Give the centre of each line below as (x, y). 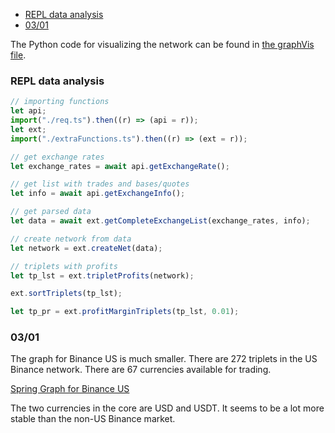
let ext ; (28, 129)
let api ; (28, 111)
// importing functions (60, 102)
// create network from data (71, 239)
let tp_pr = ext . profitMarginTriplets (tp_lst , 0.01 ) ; (125, 312)
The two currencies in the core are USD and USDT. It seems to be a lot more (167, 408)
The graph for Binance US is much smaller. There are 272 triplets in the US (164, 359)
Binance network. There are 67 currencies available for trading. (141, 370)
